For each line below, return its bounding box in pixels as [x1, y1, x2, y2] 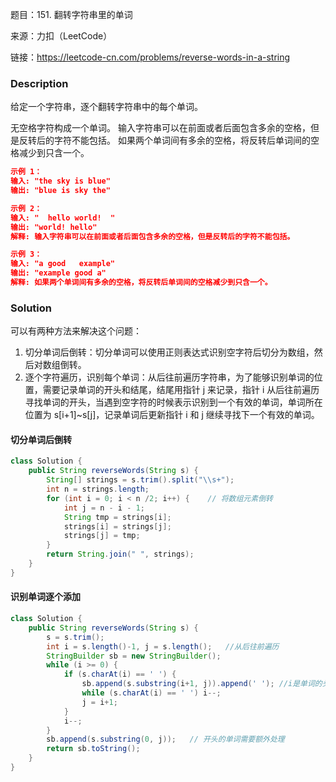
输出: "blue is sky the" [10, 186, 111, 196]
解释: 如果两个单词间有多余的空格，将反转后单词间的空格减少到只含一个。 [10, 278, 273, 288]
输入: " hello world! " [10, 213, 116, 223]
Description [10, 76, 69, 90]
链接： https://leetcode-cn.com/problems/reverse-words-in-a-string [10, 51, 291, 63]
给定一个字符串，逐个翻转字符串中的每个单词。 [10, 101, 203, 113]
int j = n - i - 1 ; [63, 503, 145, 513]
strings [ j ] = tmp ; [63, 531, 141, 541]
